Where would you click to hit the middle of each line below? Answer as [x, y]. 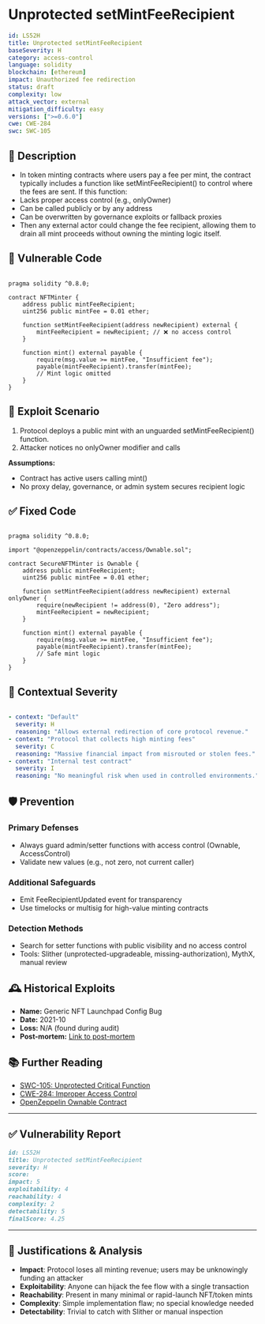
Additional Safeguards [52, 882]
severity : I [35, 768]
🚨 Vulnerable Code [55, 258]
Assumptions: [32, 462]
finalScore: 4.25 [37, 1219]
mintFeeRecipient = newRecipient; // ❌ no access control [134, 332]
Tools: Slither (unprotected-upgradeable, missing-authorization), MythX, [137, 954]
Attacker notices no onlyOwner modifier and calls [100, 447]
